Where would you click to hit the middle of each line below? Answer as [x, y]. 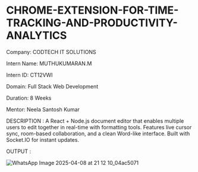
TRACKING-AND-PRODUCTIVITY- [92, 23]
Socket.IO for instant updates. [43, 139]
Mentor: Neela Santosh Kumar [43, 109]
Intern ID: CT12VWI [29, 75]
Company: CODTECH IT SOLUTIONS [51, 52]
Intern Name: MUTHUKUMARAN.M [49, 63]
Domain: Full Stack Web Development [52, 86]
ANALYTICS [37, 36]
